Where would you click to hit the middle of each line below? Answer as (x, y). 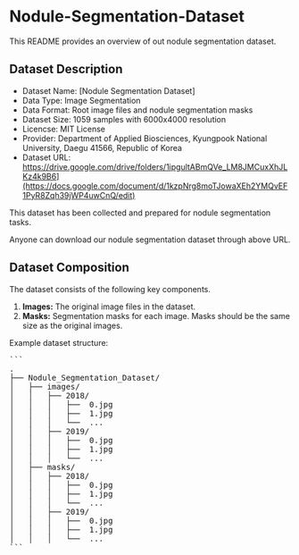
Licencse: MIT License (63, 129)
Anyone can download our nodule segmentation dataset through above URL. (150, 240)
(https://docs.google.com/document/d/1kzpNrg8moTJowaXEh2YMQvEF (155, 186)
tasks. (21, 222)
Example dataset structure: (59, 342)
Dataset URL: (46, 157)
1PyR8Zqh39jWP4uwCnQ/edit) (79, 195)
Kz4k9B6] (41, 176)
